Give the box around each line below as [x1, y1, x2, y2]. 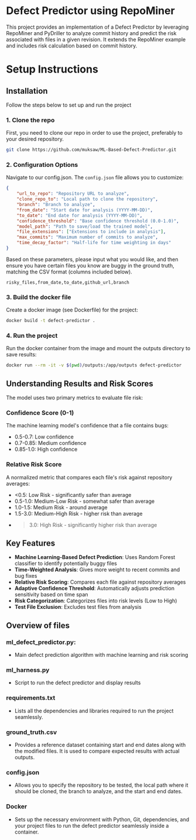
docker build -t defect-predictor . [6, 318, 95, 324]
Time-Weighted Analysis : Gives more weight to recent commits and [14, 566, 180, 573]
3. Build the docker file [6, 293, 71, 301]
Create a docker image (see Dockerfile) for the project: [6, 306, 139, 314]
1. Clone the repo [6, 116, 55, 124]
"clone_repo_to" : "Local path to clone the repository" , [16, 196, 159, 203]
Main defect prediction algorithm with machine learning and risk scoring [14, 652, 188, 659]
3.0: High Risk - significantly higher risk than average [29, 521, 157, 528]
